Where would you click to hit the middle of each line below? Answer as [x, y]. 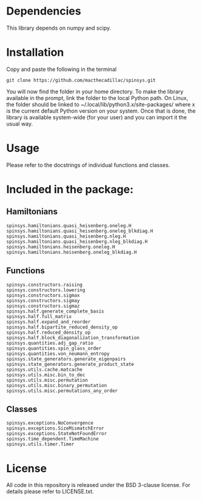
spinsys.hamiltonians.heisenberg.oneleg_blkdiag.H [72, 252]
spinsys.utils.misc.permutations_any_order [62, 391]
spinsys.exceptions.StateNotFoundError [57, 434]
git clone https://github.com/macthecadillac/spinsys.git [81, 80]
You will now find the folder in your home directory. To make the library [95, 91]
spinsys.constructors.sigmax [43, 295]
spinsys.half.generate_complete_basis [55, 311]
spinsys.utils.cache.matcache [45, 370]
